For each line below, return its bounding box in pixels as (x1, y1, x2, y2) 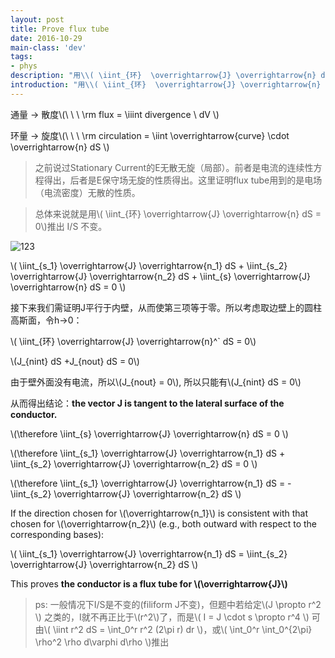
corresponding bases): (10, 528, 105, 540)
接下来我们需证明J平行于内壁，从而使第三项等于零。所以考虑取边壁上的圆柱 (10, 301, 322, 313)
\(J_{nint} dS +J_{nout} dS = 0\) (10, 355, 140, 367)
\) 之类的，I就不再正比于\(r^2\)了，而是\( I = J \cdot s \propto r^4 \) (34, 611, 310, 623)
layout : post (10, 14, 65, 25)
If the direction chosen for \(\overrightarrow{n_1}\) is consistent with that (10, 507, 308, 519)
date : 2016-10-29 (10, 33, 83, 43)
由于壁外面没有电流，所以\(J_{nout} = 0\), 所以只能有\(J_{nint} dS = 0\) (10, 376, 302, 388)
